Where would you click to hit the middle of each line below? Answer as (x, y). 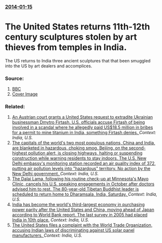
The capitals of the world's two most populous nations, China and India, (84, 143)
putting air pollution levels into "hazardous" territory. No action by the (81, 168)
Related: (15, 106)
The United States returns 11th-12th (78, 27)
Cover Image (25, 94)
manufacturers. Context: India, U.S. (47, 235)
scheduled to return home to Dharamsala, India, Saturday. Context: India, (85, 194)
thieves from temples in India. (66, 47)
